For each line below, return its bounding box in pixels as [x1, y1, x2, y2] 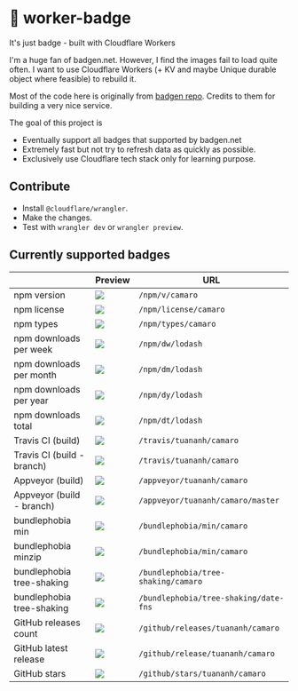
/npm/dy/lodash [138, 390, 203, 400]
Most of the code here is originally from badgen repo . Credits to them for [9, 91, 276, 101]
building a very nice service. [9, 99, 113, 110]
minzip [13, 551, 42, 563]
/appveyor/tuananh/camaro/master [138, 495, 280, 505]
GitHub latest [13, 641, 68, 654]
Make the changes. [21, 212, 93, 223]
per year [13, 394, 49, 407]
